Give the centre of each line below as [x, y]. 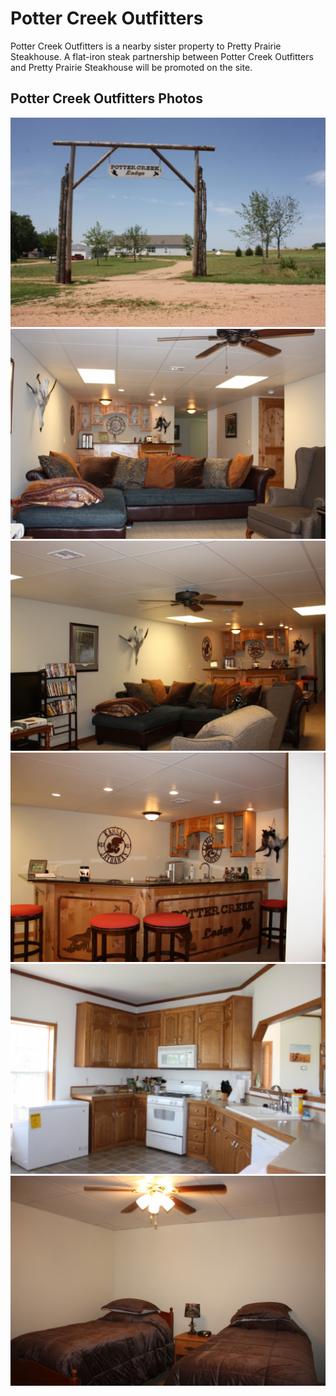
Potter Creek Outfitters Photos [106, 98]
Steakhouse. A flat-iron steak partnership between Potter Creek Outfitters [162, 56]
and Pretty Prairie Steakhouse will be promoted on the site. [131, 67]
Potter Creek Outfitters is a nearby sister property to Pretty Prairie [146, 46]
